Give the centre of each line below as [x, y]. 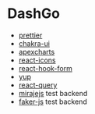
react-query [38, 85]
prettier [30, 35]
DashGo [33, 14]
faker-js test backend [53, 102]
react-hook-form [46, 68]
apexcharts [37, 52]
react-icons [37, 60]
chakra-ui [34, 43]
